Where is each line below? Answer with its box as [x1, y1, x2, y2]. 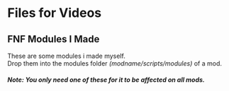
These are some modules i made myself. [7, 51, 125, 60]
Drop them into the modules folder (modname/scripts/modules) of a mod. [7, 59, 222, 68]
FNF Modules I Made [7, 33, 100, 45]
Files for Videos [7, 5, 102, 21]
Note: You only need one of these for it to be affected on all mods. [7, 75, 206, 84]
